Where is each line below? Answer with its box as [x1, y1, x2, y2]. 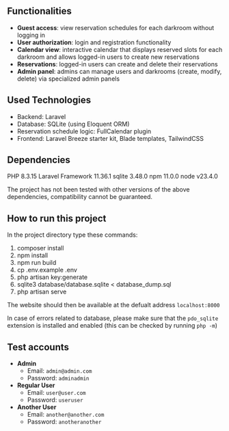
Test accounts [7, 341, 70, 353]
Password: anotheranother [27, 417, 102, 426]
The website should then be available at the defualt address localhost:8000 [7, 301, 220, 309]
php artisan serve [16, 287, 67, 296]
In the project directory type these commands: [7, 231, 138, 239]
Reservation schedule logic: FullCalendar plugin [16, 127, 152, 135]
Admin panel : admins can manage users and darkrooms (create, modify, [16, 67, 222, 75]
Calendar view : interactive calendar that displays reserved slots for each [16, 45, 223, 53]
